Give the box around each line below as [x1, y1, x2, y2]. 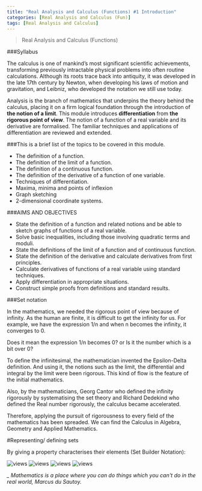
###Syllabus [7, 48, 38, 55]
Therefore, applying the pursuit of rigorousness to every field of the [7, 412, 174, 419]
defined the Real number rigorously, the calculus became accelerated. [7, 401, 181, 408]
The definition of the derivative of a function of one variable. [15, 172, 165, 179]
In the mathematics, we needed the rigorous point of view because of [7, 308, 179, 315]
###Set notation [7, 296, 47, 304]
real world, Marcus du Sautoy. [7, 478, 82, 486]
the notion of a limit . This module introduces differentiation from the [7, 110, 179, 117]
